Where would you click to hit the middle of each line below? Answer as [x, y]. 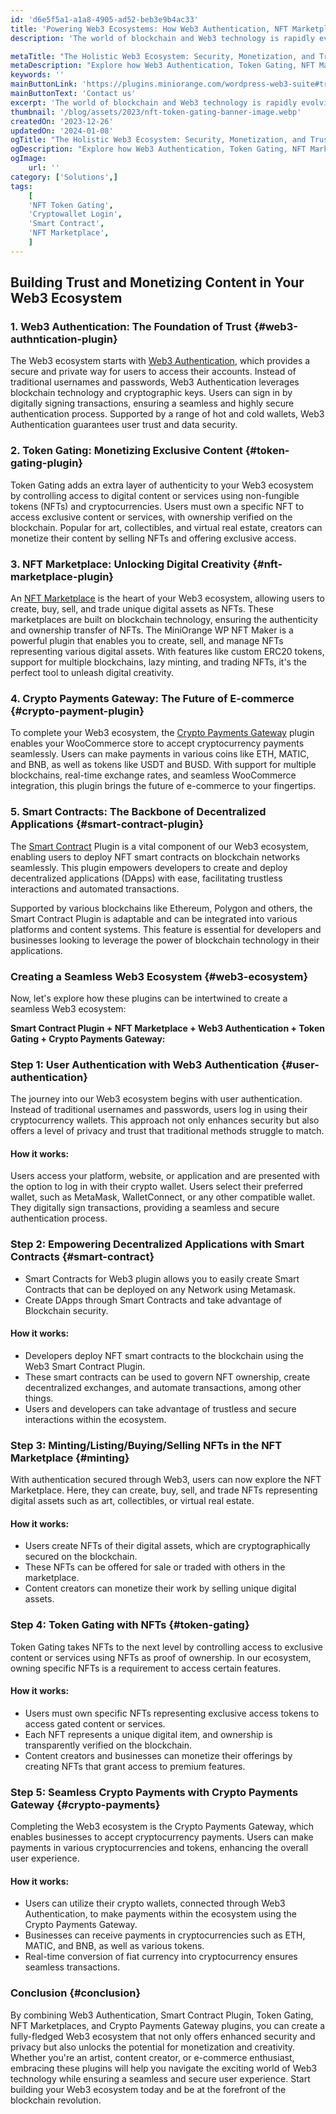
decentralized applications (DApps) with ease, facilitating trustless [146, 878]
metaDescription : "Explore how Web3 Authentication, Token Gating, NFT [162, 66]
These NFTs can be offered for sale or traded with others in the [155, 1567]
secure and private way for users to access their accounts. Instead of [153, 372]
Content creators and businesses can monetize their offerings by [158, 1755]
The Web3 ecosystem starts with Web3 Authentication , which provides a [160, 361]
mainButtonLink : [44, 84]
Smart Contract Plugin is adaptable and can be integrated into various [154, 918]
